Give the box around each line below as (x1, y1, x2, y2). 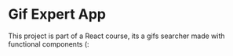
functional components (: (8, 39, 89, 48)
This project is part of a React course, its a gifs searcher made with (8, 31, 225, 40)
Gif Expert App (8, 5, 106, 23)
